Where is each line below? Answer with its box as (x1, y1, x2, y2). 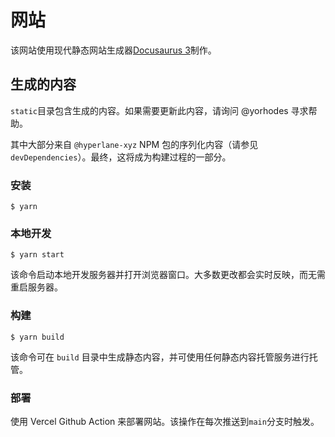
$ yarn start (10, 250, 65, 260)
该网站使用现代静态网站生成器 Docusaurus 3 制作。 (10, 44, 217, 56)
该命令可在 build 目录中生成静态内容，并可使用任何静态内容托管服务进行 (10, 351, 310, 363)
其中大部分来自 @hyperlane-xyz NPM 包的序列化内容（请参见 (10, 138, 259, 150)
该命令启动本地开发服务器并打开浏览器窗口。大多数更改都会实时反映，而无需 (10, 269, 326, 281)
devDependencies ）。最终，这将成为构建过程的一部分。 (10, 151, 232, 163)
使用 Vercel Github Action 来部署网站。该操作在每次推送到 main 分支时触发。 (10, 415, 320, 427)
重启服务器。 (10, 281, 63, 293)
